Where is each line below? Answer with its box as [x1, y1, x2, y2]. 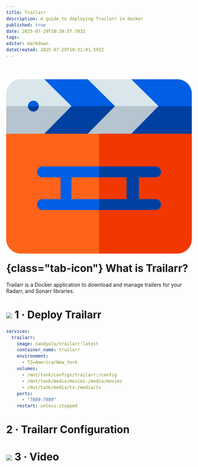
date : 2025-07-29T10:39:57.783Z [6, 28, 85, 34]
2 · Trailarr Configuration [6, 423, 130, 436]
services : [6, 328, 31, 334]
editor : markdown [6, 41, 49, 47]
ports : [16, 390, 33, 397]
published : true [6, 22, 46, 28]
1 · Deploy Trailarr [14, 308, 102, 321]
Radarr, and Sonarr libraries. [6, 287, 75, 295]
